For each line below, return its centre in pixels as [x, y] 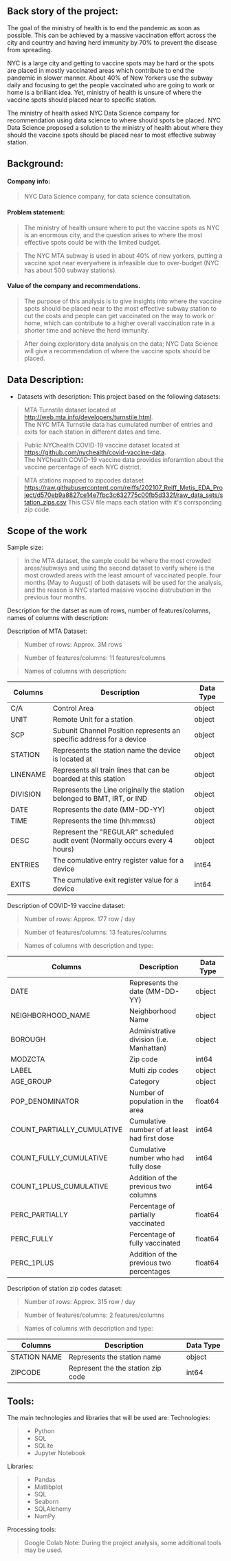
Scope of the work [47, 531]
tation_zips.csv [45, 502]
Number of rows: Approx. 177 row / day [79, 919]
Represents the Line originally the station [118, 790]
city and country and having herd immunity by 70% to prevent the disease [112, 42]
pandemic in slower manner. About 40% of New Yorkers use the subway [110, 78]
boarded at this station [89, 779]
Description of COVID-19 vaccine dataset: [66, 906]
